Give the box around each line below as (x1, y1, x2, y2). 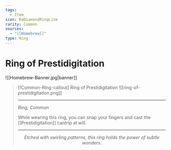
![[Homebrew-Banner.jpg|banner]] (5, 74, 77, 80)
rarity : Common (5, 21, 38, 27)
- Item (10, 12, 24, 17)
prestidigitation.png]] (17, 89, 62, 96)
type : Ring (5, 36, 28, 41)
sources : (5, 26, 24, 32)
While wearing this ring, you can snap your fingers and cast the (17, 114, 151, 120)
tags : (5, 7, 17, 13)
